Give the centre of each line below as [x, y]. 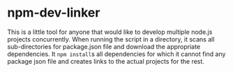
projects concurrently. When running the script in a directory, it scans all [111, 39]
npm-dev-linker [54, 13]
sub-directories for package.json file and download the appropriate [104, 46]
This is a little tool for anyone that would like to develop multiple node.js [110, 32]
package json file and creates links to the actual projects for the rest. [106, 61]
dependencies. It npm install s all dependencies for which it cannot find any [116, 54]
